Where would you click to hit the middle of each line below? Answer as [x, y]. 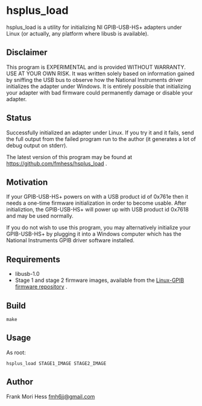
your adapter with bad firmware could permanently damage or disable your [99, 92]
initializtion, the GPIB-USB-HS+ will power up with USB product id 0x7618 [97, 210]
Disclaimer [27, 53]
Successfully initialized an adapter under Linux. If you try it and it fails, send [100, 133]
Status [19, 118]
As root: [16, 352]
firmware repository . [41, 287]
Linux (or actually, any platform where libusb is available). [77, 33]
